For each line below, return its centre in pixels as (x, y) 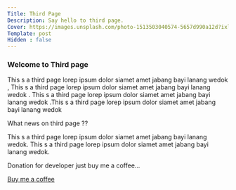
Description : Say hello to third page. (66, 20)
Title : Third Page (34, 14)
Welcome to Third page (48, 65)
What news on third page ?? (48, 123)
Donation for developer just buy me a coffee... (74, 165)
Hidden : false (29, 40)
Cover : (17, 27)
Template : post (29, 33)
